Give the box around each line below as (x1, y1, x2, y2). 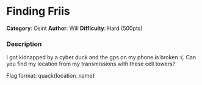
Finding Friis (6, 4, 70, 18)
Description (6, 40, 42, 48)
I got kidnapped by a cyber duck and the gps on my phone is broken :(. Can (6, 54, 197, 61)
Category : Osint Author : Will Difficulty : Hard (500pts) (6, 24, 143, 32)
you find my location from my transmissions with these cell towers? (6, 60, 176, 68)
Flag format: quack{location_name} (6, 72, 95, 79)
